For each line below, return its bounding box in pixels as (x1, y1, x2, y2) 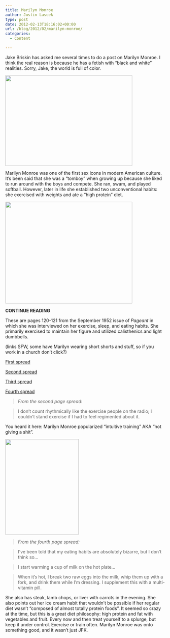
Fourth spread (5, 388, 35, 394)
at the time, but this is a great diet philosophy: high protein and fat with (5, 610, 153, 617)
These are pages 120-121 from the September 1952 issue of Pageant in (5, 317, 154, 324)
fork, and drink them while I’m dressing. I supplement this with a (17, 579, 152, 585)
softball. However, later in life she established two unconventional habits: (5, 186, 158, 192)
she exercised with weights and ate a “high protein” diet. (5, 192, 123, 198)
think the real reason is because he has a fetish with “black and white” (5, 60, 152, 66)
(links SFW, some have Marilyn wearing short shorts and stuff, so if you (5, 343, 154, 350)
